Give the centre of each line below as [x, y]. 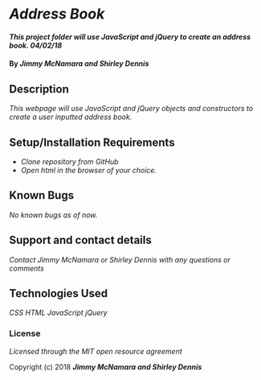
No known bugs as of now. [53, 215]
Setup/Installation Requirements [92, 142]
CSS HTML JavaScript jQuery [58, 313]
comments [27, 268]
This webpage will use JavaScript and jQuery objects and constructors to [131, 109]
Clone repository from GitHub [69, 161]
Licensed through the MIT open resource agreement [96, 351]
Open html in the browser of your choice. [89, 170]
